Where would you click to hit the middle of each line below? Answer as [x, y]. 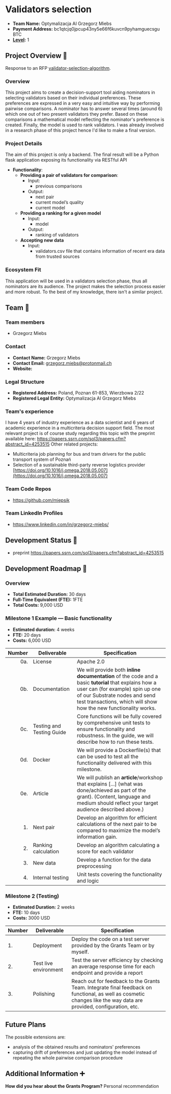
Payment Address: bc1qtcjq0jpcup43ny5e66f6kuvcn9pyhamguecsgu [86, 29]
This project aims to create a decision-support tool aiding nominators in [80, 92]
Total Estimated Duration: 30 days [49, 594]
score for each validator [105, 851]
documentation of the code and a [117, 676]
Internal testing [51, 877]
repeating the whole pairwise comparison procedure [68, 1058]
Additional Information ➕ [45, 1074]
